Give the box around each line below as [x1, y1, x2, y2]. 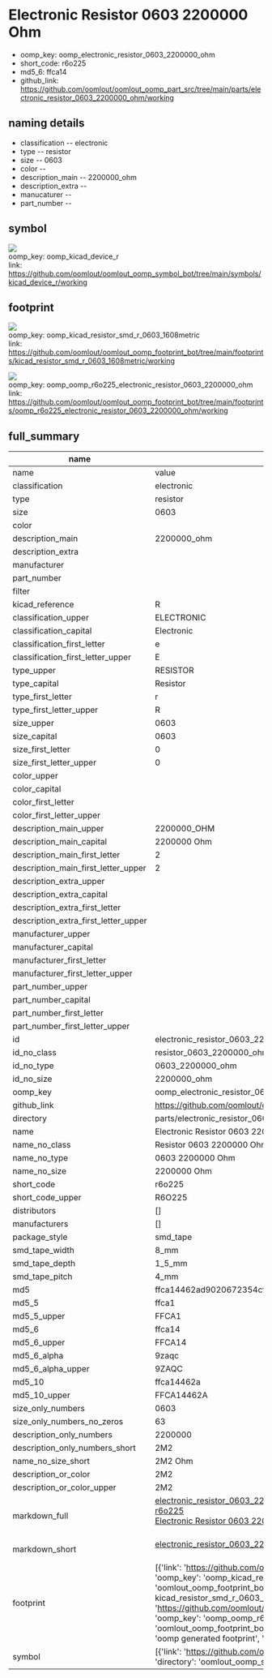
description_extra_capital [12, 889, 108, 900]
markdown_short [12, 1543, 77, 1555]
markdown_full [12, 1510, 69, 1521]
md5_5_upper [12, 1311, 66, 1322]
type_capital [12, 678, 59, 689]
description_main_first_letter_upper [12, 862, 147, 873]
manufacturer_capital [12, 942, 93, 953]
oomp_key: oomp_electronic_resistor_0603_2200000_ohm [19, 49, 216, 59]
